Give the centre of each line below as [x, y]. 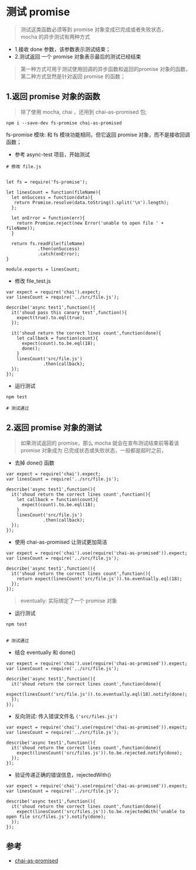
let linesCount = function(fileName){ [53, 192]
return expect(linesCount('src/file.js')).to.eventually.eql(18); [99, 578]
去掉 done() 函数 [34, 463]
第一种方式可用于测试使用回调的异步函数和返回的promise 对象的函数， [105, 69]
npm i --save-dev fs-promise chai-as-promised [64, 123]
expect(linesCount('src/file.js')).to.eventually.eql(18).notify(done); [97, 694]
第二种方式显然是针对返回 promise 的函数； [73, 76]
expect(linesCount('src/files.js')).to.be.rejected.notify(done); [99, 753]
